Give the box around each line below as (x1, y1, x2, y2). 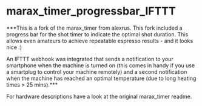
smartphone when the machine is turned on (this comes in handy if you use (6, 62, 195, 69)
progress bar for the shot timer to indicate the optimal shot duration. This (6, 30, 189, 38)
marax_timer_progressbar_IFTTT (6, 4, 176, 18)
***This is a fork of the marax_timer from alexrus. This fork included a (6, 24, 183, 31)
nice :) (6, 44, 22, 51)
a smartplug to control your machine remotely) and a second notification (6, 68, 187, 75)
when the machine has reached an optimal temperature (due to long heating (6, 75, 197, 82)
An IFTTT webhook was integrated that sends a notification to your (6, 55, 174, 62)
